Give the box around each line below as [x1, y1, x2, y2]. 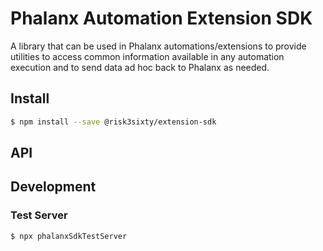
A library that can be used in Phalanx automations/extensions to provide [10, 40, 307, 52]
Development [10, 178, 97, 196]
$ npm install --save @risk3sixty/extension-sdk [10, 117, 217, 127]
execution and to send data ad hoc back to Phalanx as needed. [10, 61, 270, 73]
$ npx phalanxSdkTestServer [10, 231, 128, 241]
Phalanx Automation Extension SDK [10, 7, 313, 30]
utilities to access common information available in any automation [10, 50, 285, 62]
